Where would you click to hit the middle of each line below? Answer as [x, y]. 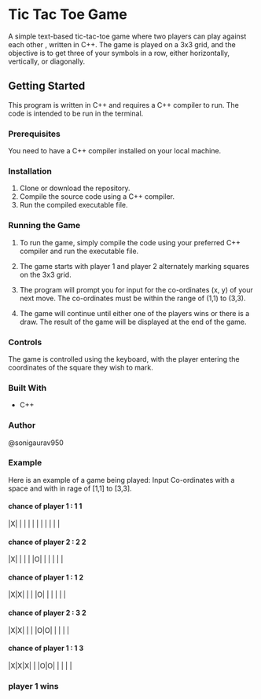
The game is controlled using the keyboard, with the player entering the [124, 359]
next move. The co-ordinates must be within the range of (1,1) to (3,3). [132, 298]
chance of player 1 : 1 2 [46, 577]
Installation [30, 171]
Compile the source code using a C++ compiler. [97, 197]
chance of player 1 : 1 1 [45, 506]
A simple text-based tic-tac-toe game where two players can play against [127, 36]
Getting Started [47, 86]
